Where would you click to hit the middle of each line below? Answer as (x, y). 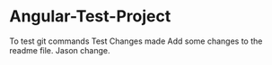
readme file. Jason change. (60, 50)
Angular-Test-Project (90, 16)
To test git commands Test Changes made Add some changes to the (136, 41)
